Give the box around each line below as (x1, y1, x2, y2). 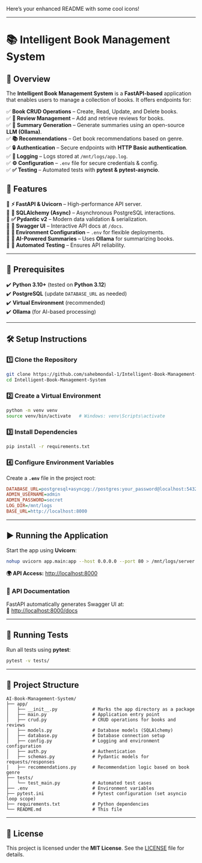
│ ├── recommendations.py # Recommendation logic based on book (6, 764, 189, 770)
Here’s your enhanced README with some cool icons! (6, 5, 139, 12)
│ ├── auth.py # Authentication (6, 749, 136, 755)
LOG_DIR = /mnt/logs (6, 503, 52, 509)
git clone (6, 372, 31, 378)
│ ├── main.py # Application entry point (6, 712, 161, 718)
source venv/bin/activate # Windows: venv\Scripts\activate (6, 413, 165, 419)
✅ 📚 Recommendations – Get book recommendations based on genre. (6, 135, 184, 142)
